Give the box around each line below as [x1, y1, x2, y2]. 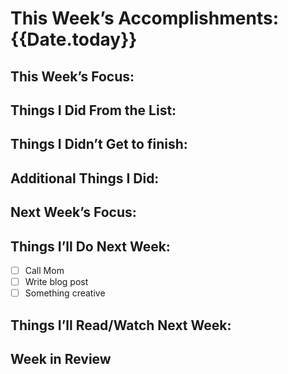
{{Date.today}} [10, 28, 138, 51]
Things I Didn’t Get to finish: [10, 136, 188, 153]
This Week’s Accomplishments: [10, 7, 279, 30]
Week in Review [10, 350, 112, 367]
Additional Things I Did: [10, 170, 160, 187]
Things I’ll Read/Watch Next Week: [10, 317, 232, 334]
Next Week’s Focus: [10, 204, 137, 221]
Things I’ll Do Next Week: [10, 238, 171, 255]
